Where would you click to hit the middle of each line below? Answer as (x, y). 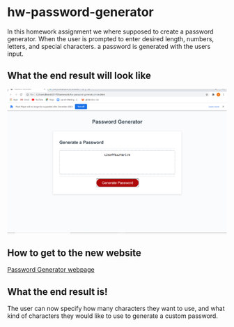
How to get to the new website (74, 253)
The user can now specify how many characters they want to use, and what (116, 308)
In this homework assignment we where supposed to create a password (110, 31)
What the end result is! (57, 292)
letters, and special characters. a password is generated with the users (109, 46)
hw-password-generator (81, 12)
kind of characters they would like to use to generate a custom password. (112, 316)
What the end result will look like (79, 76)
